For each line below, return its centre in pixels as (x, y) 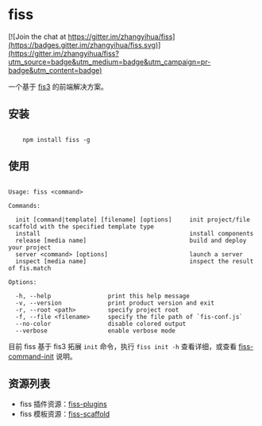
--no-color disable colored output (101, 324)
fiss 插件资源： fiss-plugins (63, 404)
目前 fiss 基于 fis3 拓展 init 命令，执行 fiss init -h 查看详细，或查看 (123, 346)
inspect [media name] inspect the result (135, 261)
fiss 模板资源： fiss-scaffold (65, 414)
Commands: (25, 205)
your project (30, 248)
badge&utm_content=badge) (55, 70)
